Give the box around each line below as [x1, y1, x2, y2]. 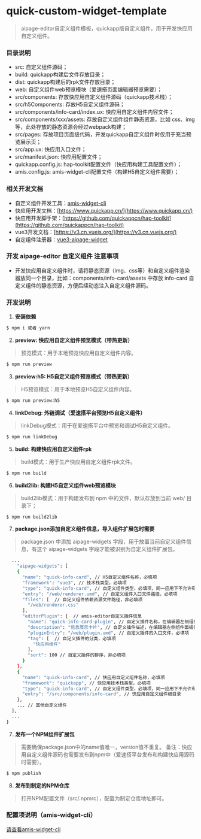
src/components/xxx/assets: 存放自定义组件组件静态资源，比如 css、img [14, 116, 196, 123]
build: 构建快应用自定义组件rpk [14, 445, 92, 453]
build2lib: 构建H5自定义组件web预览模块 [14, 481, 117, 489]
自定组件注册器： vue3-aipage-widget [14, 235, 108, 243]
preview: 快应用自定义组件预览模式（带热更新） [14, 337, 133, 344]
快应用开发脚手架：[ [14, 214, 65, 222]
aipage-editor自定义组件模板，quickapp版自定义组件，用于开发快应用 [20, 25, 193, 32]
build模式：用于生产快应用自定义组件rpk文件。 [20, 458, 136, 465]
